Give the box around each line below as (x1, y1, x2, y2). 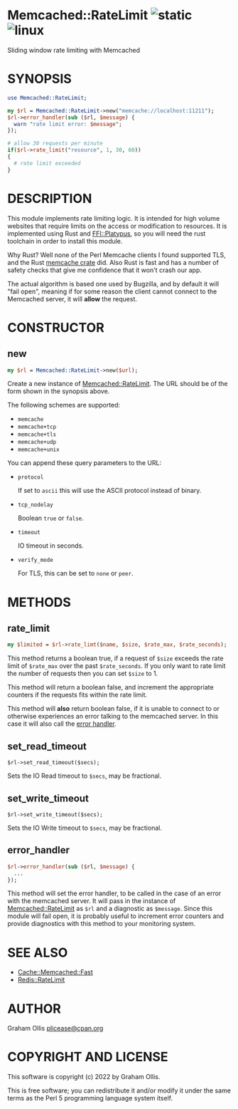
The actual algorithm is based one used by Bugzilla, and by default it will (7, 279, 219, 288)
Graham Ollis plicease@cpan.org (7, 1024, 104, 1033)
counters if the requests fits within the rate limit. (7, 691, 148, 699)
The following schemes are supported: (7, 401, 121, 410)
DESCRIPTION (7, 190, 92, 207)
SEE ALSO (7, 944, 68, 961)
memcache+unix (17, 446, 60, 454)
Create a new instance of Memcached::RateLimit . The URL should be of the (7, 380, 229, 388)
